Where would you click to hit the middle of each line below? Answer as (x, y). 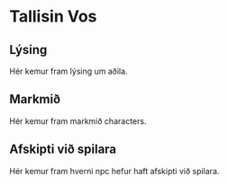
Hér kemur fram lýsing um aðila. (68, 71)
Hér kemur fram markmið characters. (78, 121)
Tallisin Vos (53, 17)
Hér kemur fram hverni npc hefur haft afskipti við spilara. (114, 171)
